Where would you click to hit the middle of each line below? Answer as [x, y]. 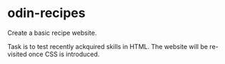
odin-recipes [46, 13]
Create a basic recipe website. [52, 33]
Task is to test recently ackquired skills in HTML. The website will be [108, 46]
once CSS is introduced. [64, 54]
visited [17, 54]
